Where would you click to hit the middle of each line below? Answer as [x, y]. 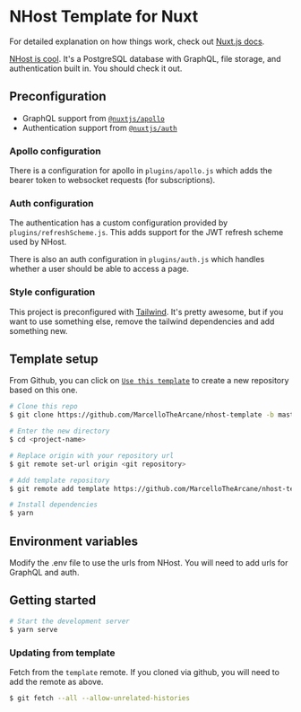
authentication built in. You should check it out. [96, 68]
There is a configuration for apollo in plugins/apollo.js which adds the [141, 171]
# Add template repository [60, 480]
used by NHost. [38, 242]
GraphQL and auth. [44, 573]
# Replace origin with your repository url [92, 455]
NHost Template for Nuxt [104, 17]
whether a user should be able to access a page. [99, 269]
